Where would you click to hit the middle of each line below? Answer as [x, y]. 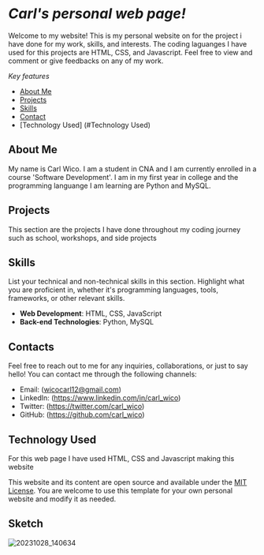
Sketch [26, 524]
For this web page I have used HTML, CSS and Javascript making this [121, 458]
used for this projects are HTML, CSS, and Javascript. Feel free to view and [130, 52]
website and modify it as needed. [62, 499]
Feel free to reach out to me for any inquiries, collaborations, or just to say [128, 366]
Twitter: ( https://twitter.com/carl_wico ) [82, 407]
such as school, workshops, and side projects [83, 238]
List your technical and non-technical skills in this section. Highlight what [126, 282]
